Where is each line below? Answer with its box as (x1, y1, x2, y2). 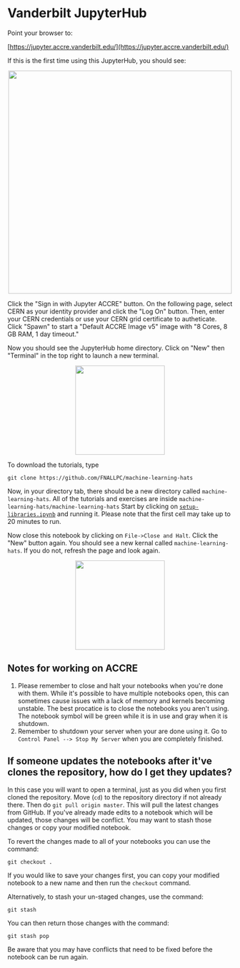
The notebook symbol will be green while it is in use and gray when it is (17, 712, 229, 720)
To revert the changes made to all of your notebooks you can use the (7, 837, 211, 845)
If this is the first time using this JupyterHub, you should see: (7, 56, 186, 65)
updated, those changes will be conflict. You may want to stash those (7, 815, 212, 824)
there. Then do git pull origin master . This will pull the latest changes (7, 800, 219, 809)
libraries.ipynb (7, 510, 56, 518)
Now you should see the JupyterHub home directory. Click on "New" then (7, 343, 225, 352)
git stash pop (7, 932, 50, 939)
